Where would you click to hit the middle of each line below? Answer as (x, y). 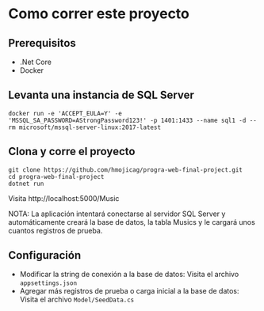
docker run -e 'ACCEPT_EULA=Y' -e (65, 113)
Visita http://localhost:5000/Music (64, 198)
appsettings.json (48, 283)
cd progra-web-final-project (56, 176)
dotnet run (26, 184)
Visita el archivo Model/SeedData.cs (77, 300)
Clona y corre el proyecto (72, 152)
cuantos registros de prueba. (55, 230)
